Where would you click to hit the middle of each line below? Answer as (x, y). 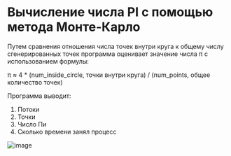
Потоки (28, 109)
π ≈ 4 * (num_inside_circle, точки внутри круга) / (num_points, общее (109, 75)
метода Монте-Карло (74, 27)
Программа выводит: (39, 96)
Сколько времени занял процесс (67, 132)
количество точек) (35, 82)
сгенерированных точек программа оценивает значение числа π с (108, 54)
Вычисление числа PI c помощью (110, 12)
